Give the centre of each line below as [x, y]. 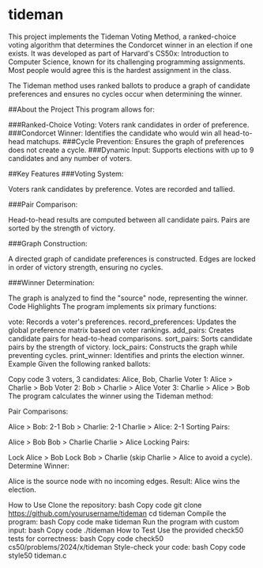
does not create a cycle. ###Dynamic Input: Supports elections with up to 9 [131, 150]
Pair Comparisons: [38, 411]
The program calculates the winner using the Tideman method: [111, 396]
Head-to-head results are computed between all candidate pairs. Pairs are [129, 219]
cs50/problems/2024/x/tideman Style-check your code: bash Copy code [127, 547]
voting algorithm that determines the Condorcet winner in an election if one [130, 44]
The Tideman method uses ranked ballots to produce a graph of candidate [130, 86]
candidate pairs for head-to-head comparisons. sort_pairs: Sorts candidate [130, 338]
